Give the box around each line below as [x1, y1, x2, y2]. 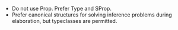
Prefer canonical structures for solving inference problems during [11, 11, 172, 18]
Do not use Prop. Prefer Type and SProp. [11, 5, 112, 12]
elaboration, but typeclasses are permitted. [11, 18, 117, 24]
